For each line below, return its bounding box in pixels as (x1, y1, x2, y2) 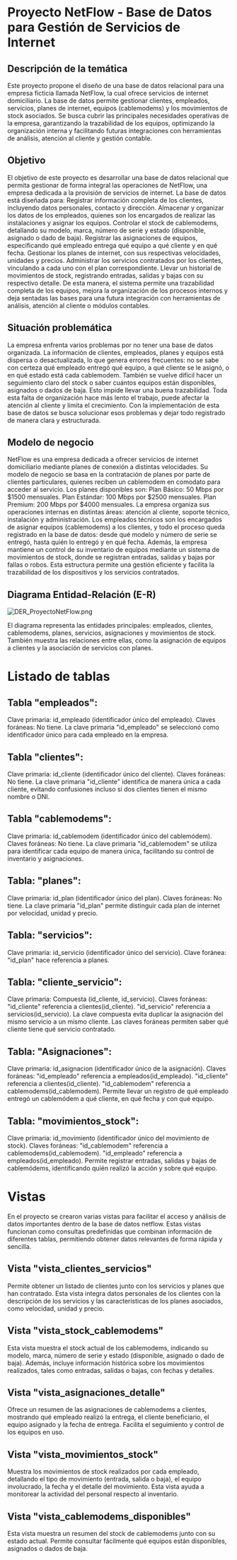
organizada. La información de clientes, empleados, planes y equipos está (7, 348, 224, 356)
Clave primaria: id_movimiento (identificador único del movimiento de (7, 1134, 210, 1142)
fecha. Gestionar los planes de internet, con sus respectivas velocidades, (7, 249, 221, 257)
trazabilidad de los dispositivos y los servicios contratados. (7, 568, 180, 577)
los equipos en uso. (7, 1428, 65, 1437)
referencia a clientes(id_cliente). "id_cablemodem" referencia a (7, 1080, 191, 1088)
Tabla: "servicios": (7, 929, 93, 942)
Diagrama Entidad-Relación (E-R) (7, 589, 156, 601)
